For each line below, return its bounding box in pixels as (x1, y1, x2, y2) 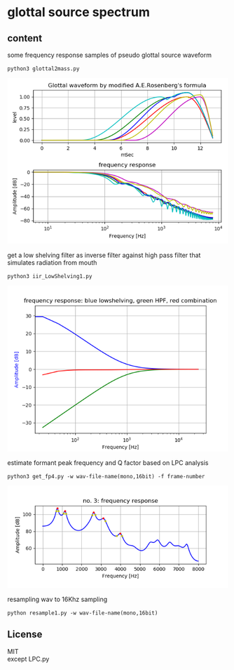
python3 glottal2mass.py (7, 65, 80, 72)
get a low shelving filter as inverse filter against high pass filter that (7, 251, 201, 259)
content (7, 32, 43, 44)
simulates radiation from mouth (7, 258, 97, 267)
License (7, 629, 43, 641)
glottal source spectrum (7, 4, 151, 20)
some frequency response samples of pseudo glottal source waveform (7, 51, 212, 59)
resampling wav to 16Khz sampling (7, 595, 108, 604)
